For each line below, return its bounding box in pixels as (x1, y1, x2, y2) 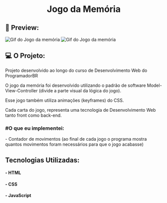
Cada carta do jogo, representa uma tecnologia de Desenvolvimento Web (5, 107, 156, 113)
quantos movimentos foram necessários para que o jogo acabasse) (5, 141, 144, 148)
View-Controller (5, 87, 38, 93)
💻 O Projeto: (5, 51, 45, 60)
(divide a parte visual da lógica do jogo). (38, 87, 121, 93)
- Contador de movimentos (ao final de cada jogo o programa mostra (5, 136, 147, 142)
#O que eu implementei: (5, 125, 65, 132)
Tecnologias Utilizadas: (5, 156, 80, 164)
